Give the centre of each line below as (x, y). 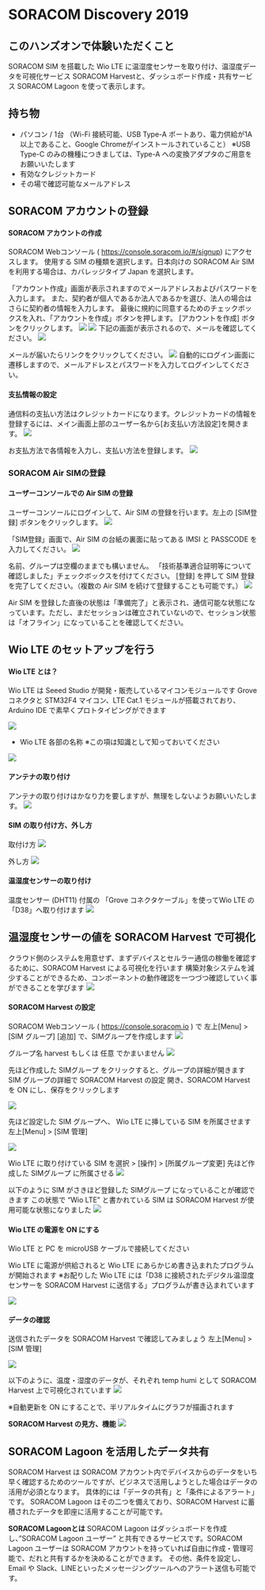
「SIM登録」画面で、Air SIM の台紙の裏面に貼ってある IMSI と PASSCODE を (133, 539)
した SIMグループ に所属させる (64, 1173)
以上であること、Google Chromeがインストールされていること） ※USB (135, 144)
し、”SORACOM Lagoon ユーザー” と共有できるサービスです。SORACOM (125, 1538)
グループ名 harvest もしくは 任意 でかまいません (86, 1053)
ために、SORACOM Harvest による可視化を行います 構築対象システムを (131, 967)
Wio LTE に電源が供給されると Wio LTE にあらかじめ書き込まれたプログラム (131, 1266)
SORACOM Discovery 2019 (98, 15)
